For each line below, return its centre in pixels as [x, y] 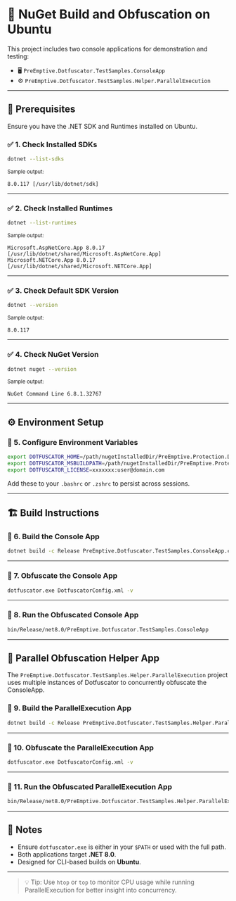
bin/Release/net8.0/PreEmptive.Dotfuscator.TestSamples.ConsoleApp [108, 629]
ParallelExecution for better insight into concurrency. [100, 890]
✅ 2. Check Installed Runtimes [60, 208]
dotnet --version [33, 305]
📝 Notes [25, 830]
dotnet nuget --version [42, 369]
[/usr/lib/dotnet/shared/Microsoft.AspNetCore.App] [84, 254]
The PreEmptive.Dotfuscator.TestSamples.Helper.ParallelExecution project [118, 675]
